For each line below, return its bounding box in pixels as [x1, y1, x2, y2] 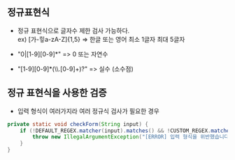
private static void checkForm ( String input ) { [7, 120, 149, 127]
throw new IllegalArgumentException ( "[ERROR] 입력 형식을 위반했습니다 [32, 134, 229, 141]
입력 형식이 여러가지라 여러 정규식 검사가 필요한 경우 [17, 106, 159, 115]
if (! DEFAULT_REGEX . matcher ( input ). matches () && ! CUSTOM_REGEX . [20, 127, 211, 134]
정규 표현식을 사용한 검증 [7, 87, 107, 99]
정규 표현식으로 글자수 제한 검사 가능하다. [17, 26, 130, 35]
